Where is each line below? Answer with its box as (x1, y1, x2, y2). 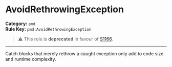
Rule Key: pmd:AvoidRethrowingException (5, 26, 92, 32)
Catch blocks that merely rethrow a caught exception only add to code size (5, 50, 164, 57)
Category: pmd (5, 20, 36, 27)
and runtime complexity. (5, 56, 56, 62)
